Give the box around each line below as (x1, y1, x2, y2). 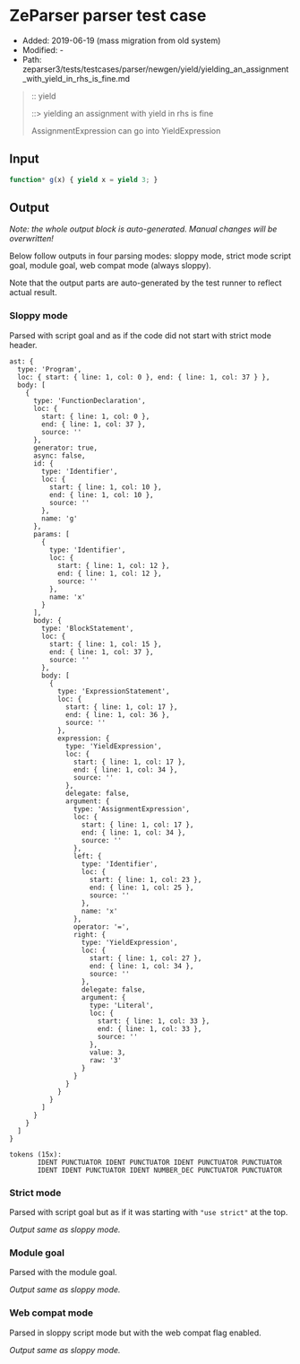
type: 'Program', (17, 364, 82, 373)
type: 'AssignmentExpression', (73, 804, 191, 813)
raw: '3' (89, 1055, 123, 1064)
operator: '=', (73, 922, 130, 931)
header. (9, 339, 38, 350)
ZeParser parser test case (9, 5, 207, 26)
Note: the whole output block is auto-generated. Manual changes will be (9, 223, 278, 234)
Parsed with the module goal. (9, 1267, 118, 1278)
